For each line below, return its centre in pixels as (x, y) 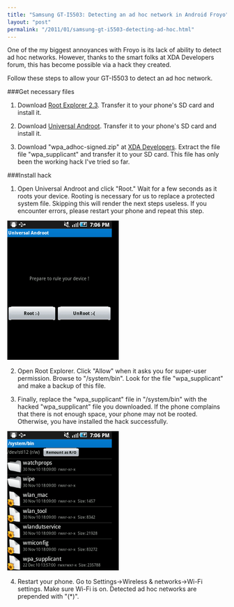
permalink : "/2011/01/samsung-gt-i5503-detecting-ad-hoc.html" (101, 29)
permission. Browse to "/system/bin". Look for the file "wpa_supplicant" (120, 379)
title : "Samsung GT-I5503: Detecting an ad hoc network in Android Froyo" (118, 15)
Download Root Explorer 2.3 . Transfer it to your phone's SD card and (116, 105)
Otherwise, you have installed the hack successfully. (93, 422)
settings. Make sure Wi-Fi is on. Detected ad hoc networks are (107, 589)
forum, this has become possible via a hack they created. (89, 65)
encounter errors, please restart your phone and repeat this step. (110, 211)
